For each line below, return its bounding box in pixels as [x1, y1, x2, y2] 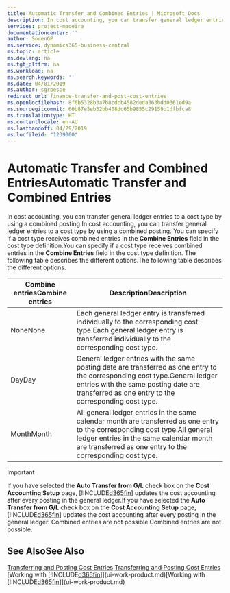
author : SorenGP [7, 36, 53, 43]
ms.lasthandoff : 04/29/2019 [7, 125, 88, 132]
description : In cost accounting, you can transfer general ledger [7, 16, 204, 23]
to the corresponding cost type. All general [76, 425, 212, 435]
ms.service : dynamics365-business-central [7, 42, 130, 49]
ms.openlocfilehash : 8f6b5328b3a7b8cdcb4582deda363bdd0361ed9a [7, 99, 192, 106]
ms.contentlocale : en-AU [7, 118, 78, 125]
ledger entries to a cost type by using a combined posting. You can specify [7, 227, 219, 235]
